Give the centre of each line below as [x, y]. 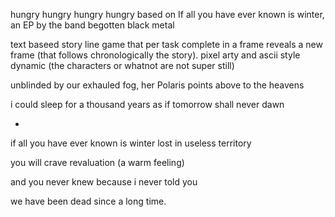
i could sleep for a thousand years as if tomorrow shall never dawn [147, 104]
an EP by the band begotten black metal [92, 25]
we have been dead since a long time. [88, 201]
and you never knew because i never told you [104, 182]
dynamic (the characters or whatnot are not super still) [122, 65]
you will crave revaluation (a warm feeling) [97, 162]
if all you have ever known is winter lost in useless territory [131, 143]
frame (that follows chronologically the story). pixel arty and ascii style [155, 55]
